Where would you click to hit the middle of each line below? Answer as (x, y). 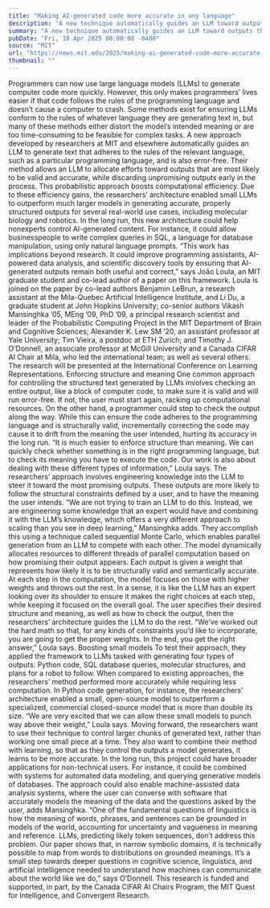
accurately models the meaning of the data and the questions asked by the (132, 801)
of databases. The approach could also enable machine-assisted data (124, 784)
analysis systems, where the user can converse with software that (118, 792)
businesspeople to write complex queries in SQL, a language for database (131, 237)
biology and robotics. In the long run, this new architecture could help (123, 220)
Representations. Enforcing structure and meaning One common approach (132, 374)
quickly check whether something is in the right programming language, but (134, 450)
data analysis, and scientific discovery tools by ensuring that (139, 263)
